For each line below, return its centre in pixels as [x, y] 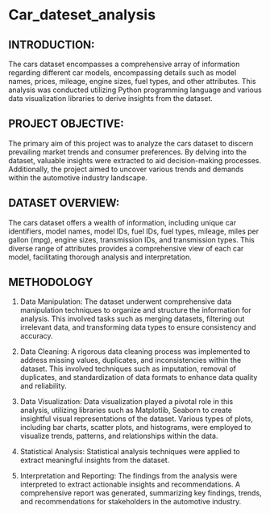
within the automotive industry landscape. [78, 177]
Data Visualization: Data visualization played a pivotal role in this [127, 402]
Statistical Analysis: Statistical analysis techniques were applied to [130, 452]
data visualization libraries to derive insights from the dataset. [111, 98]
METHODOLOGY [51, 282]
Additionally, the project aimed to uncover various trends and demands [126, 169]
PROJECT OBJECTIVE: [66, 124]
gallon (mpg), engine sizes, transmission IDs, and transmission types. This [132, 239]
